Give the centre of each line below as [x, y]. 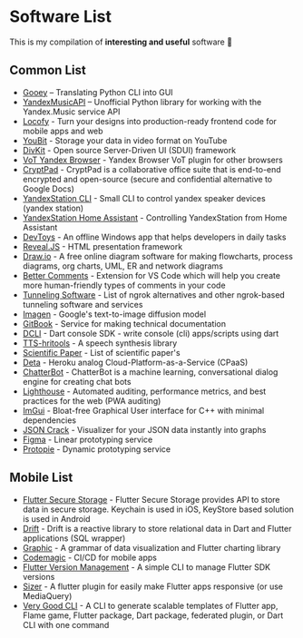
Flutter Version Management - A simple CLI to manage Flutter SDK [146, 567]
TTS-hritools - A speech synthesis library [100, 343]
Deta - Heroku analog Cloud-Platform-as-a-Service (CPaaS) [135, 362]
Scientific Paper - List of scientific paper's [101, 352]
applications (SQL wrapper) [74, 538]
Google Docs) [49, 189]
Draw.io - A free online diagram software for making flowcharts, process [157, 256]
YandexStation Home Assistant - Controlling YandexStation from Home [155, 217]
